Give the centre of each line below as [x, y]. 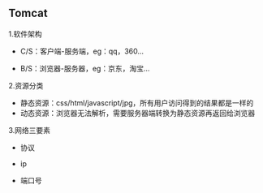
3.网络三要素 [30, 130]
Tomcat [28, 13]
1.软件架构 [25, 34]
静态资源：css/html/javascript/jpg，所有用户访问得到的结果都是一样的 [137, 103]
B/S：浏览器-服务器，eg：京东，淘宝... [85, 68]
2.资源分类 [26, 85]
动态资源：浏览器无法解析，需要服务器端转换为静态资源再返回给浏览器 [138, 113]
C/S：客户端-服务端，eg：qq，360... [82, 51]
